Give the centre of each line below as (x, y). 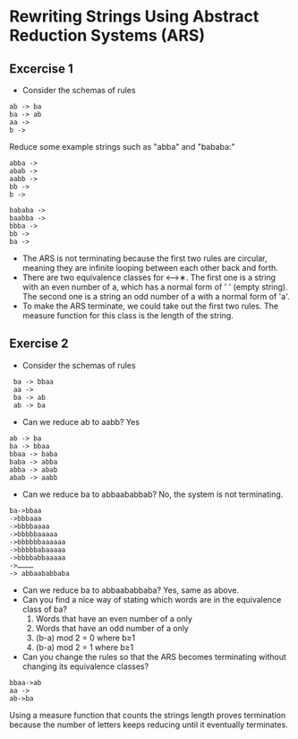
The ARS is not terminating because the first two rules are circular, (145, 258)
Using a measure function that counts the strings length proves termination (148, 715)
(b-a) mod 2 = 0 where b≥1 (85, 638)
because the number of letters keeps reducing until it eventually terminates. (149, 725)
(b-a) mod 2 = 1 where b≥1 (85, 647)
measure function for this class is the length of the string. (128, 315)
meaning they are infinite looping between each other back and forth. (150, 268)
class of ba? (45, 609)
